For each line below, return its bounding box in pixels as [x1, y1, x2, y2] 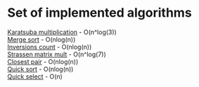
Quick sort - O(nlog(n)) [7, 65, 74, 73]
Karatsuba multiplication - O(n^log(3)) [7, 28, 117, 36]
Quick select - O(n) [7, 72, 63, 81]
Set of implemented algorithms [7, 5, 192, 21]
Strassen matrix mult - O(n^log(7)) [7, 50, 107, 58]
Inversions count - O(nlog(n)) [7, 42, 92, 51]
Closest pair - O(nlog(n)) [7, 57, 79, 65]
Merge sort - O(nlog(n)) [7, 35, 76, 43]
